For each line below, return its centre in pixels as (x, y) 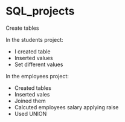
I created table (32, 51)
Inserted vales (32, 94)
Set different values (39, 64)
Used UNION (30, 114)
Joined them (30, 101)
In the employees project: (37, 76)
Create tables (22, 28)
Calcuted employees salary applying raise (66, 107)
